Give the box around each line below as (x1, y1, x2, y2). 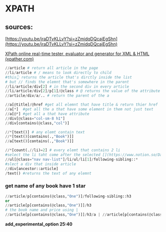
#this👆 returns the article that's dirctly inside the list (5, 75, 132, 80)
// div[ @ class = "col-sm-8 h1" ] (5, 116, 65, 121)
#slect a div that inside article (5, 162, 77, 167)
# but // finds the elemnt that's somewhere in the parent (5, 79, 129, 84)
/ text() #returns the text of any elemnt (5, 171, 92, 176)
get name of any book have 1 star (5, 182, 86, 189)
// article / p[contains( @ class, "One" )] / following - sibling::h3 (5, 194, 132, 199)
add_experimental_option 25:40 (5, 221, 73, 227)
